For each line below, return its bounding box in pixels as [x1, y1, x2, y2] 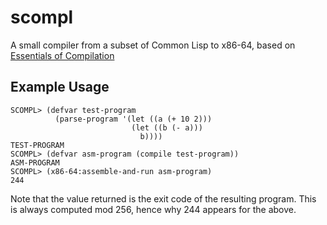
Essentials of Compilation [10, 49, 115, 61]
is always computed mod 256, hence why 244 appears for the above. [10, 203, 297, 215]
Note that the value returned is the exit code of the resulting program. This [10, 192, 317, 205]
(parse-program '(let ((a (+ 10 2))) [54, 114, 213, 124]
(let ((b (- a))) [131, 122, 203, 133]
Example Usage [10, 79, 110, 96]
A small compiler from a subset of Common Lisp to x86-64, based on [10, 39, 296, 51]
